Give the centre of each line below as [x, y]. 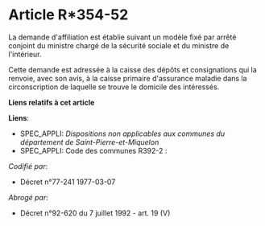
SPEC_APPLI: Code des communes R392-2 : [93, 150]
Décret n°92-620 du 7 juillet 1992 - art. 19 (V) [95, 213]
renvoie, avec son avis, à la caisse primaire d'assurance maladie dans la [128, 78]
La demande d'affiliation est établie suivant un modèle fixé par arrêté [122, 37]
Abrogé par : [28, 197]
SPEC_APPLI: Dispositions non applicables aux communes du [122, 134]
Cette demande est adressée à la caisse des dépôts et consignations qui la [133, 69]
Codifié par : [28, 166]
